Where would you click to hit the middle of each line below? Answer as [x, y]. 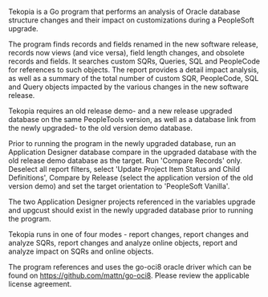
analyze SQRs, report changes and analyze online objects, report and [123, 243]
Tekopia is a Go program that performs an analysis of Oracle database [124, 12]
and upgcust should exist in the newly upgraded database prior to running [131, 210]
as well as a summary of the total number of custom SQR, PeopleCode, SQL [134, 78]
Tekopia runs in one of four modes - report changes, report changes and [128, 234]
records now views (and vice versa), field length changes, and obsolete [126, 53]
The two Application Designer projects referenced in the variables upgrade [132, 201]
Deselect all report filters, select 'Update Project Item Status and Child [124, 169]
